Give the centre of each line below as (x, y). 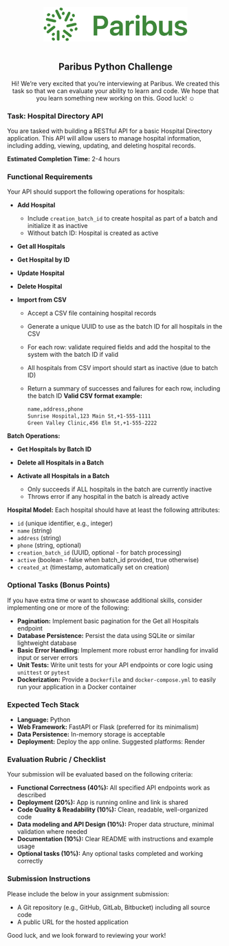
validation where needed (52, 832)
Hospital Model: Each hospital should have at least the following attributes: (113, 510)
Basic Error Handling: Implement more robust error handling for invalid (118, 650)
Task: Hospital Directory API (55, 116)
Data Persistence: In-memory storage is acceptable (91, 734)
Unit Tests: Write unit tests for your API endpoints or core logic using (115, 665)
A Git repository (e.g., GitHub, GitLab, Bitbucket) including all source (114, 907)
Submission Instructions (49, 879)
